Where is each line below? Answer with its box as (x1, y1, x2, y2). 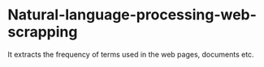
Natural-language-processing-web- (7, 6, 258, 24)
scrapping (7, 23, 78, 41)
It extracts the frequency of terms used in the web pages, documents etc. (7, 49, 254, 59)
